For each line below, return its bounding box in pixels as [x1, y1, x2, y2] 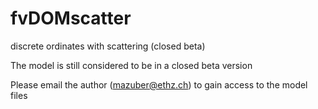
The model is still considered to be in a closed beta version [10, 59, 253, 71]
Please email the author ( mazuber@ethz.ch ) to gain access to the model [10, 78, 308, 91]
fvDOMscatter [10, 7, 132, 30]
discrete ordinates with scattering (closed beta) [10, 40, 206, 52]
